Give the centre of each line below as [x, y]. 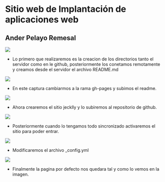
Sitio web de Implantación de [66, 9]
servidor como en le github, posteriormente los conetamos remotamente [86, 64]
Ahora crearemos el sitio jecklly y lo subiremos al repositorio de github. [84, 107]
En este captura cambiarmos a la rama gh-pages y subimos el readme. [84, 88]
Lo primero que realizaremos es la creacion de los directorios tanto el [83, 59]
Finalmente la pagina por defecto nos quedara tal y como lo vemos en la [86, 169]
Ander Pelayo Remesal [41, 38]
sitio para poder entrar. [36, 131]
